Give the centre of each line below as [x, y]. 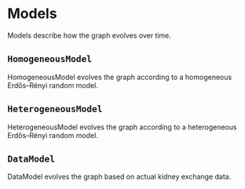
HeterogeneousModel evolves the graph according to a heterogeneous [122, 127]
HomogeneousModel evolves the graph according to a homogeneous [120, 77]
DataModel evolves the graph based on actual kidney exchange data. [119, 176]
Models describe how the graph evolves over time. [90, 35]
